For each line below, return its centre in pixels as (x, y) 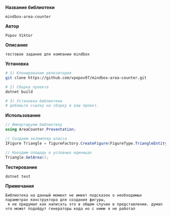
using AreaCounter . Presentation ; (41, 129)
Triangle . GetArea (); (27, 157)
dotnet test (18, 176)
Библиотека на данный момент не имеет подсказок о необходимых (74, 195)
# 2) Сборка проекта (27, 87)
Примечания (20, 186)
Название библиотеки (30, 7)
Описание (17, 45)
